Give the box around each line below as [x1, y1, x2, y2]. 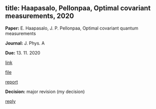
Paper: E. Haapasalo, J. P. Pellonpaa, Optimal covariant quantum [5, 25, 138, 31]
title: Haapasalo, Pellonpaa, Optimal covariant [5, 4, 151, 12]
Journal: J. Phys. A [5, 40, 45, 46]
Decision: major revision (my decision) [5, 88, 85, 94]
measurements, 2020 [5, 12, 74, 20]
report [5, 78, 18, 84]
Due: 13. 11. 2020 [5, 49, 40, 55]
